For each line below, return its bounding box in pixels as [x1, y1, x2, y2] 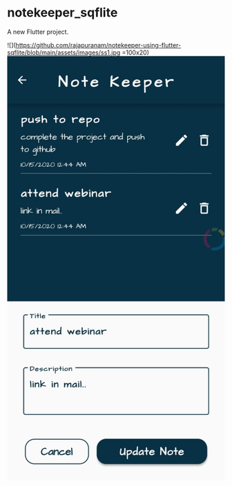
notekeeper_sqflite [7, 5, 118, 21]
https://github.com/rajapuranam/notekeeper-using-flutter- [15, 41, 182, 49]
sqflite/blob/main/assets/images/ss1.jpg [7, 48, 121, 57]
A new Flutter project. [7, 28, 69, 36]
